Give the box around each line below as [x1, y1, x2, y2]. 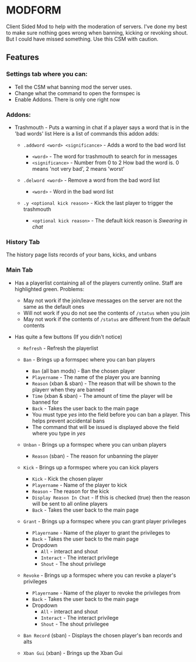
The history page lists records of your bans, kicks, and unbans [6, 251, 157, 258]
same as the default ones [23, 303, 85, 310]
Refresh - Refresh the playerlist [23, 344, 98, 352]
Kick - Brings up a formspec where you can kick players [23, 464, 159, 471]
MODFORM [6, 4, 61, 17]
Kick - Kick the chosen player [32, 475, 104, 482]
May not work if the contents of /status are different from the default [23, 315, 190, 323]
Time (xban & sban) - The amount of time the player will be [32, 392, 173, 399]
